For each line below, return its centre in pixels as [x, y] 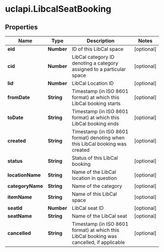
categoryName [25, 186]
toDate [15, 117]
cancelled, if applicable [98, 242]
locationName [24, 175]
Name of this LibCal [94, 194]
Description [101, 41]
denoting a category [95, 63]
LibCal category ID [93, 57]
